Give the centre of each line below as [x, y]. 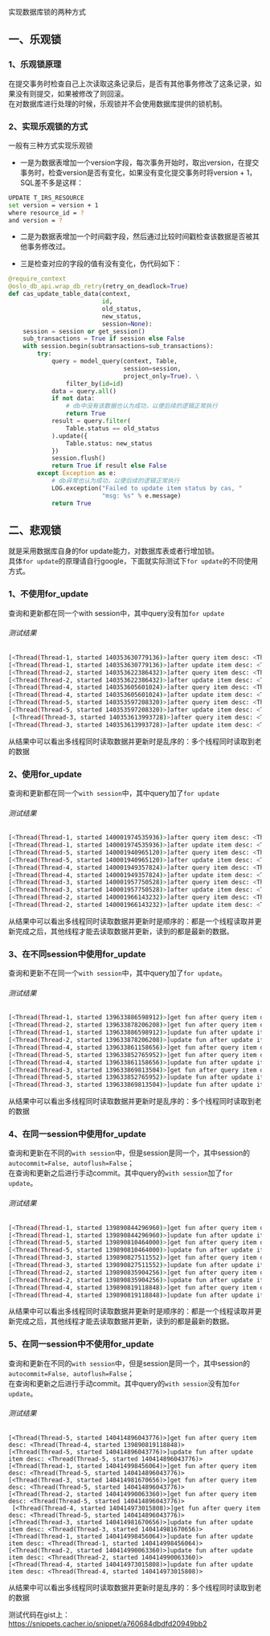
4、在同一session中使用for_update [77, 1134]
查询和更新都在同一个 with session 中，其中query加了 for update [114, 793]
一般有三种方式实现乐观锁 [51, 145]
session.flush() [78, 458]
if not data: [73, 399]
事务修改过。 [48, 247]
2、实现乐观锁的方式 [48, 126]
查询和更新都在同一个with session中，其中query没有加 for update [117, 613]
